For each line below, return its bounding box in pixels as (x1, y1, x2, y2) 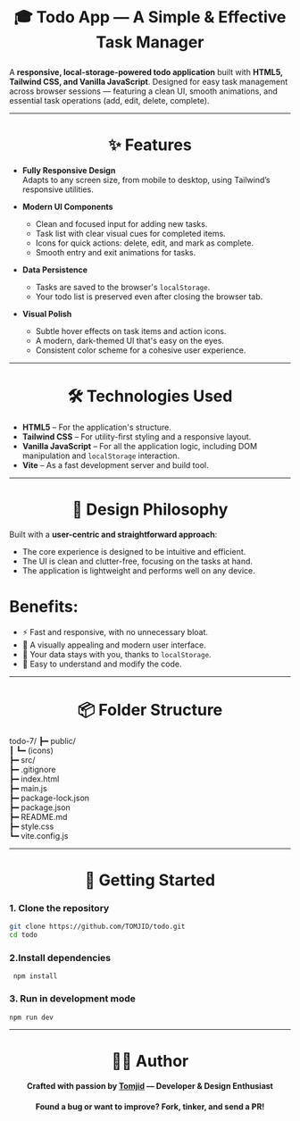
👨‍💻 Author (111, 1050, 189, 1071)
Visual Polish (21, 309, 72, 320)
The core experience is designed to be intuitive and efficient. (21, 547, 246, 556)
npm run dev (9, 1013, 54, 1022)
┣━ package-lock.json (9, 792, 90, 803)
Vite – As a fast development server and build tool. (21, 460, 210, 471)
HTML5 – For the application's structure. (21, 422, 171, 433)
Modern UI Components (21, 202, 113, 213)
